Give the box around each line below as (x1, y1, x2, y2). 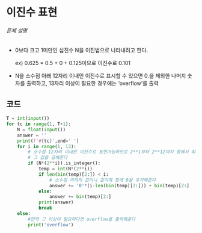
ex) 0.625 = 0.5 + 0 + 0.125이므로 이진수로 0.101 (14, 60, 131, 67)
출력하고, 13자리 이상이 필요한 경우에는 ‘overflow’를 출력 (26, 79, 159, 87)
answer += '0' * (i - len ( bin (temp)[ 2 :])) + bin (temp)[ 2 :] (49, 182, 189, 188)
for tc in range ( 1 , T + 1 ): (6, 121, 71, 127)
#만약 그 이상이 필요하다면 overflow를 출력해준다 (28, 216, 136, 222)
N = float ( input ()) (17, 126, 66, 132)
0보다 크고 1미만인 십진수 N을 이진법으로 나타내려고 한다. (14, 46, 148, 54)
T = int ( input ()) (6, 116, 50, 122)
